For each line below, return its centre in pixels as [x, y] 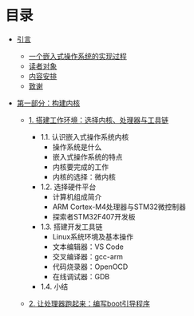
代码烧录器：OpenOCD [90, 267]
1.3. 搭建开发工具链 [71, 227]
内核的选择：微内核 [84, 176]
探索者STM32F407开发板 [94, 216]
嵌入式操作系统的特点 [87, 156]
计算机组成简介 [77, 196]
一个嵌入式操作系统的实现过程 [77, 56]
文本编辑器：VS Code [88, 247]
